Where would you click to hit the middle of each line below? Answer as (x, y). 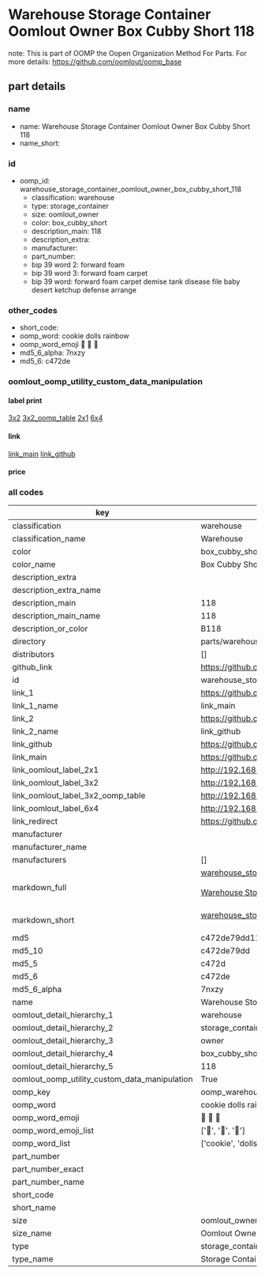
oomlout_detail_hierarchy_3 (63, 1041)
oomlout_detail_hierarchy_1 (63, 1015)
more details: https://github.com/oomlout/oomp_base (95, 62)
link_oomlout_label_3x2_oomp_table (79, 796)
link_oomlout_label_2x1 (56, 770)
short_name (34, 1208)
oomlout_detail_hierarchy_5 (63, 1066)
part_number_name (48, 1182)
